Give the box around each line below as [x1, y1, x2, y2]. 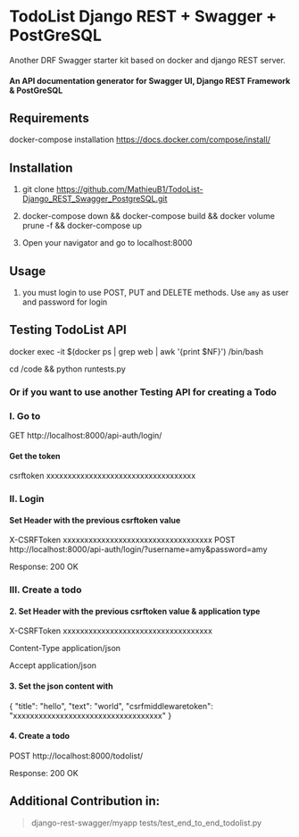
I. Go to [9, 409, 41, 422]
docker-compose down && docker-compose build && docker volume [21, 211, 275, 222]
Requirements [9, 110, 89, 126]
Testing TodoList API [9, 322, 127, 338]
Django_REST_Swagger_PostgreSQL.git [21, 194, 168, 205]
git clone [21, 184, 55, 195]
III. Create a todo [9, 583, 82, 596]
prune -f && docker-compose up [21, 221, 143, 231]
